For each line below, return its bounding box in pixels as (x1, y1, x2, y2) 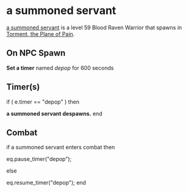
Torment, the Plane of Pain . (6, 30, 75, 37)
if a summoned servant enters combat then (6, 144, 115, 151)
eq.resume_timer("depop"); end (6, 179, 87, 187)
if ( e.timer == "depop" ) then (6, 98, 79, 105)
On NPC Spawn (6, 48, 66, 59)
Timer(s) (6, 82, 40, 92)
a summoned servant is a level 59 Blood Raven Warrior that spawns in (6, 24, 182, 31)
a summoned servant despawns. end (6, 110, 103, 117)
